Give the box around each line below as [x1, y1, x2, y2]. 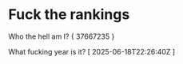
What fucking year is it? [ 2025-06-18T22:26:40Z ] [8, 47, 176, 56]
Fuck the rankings [8, 6, 130, 24]
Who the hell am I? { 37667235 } [8, 32, 115, 41]
